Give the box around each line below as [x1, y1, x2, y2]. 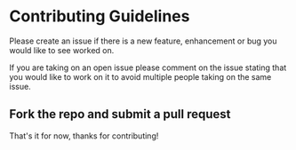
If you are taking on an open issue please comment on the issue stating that [9, 62, 287, 73]
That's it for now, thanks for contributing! [9, 130, 159, 141]
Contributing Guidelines [9, 6, 190, 27]
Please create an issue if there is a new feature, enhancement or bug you [9, 36, 277, 46]
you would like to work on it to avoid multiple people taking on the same [9, 71, 272, 82]
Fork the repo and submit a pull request [9, 107, 231, 122]
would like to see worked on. [9, 44, 115, 55]
